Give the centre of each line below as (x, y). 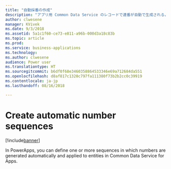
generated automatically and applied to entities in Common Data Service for (85, 155)
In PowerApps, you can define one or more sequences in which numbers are (85, 150)
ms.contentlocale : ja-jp (32, 81)
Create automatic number (61, 115)
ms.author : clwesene (27, 57)
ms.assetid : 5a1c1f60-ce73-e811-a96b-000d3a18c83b (60, 34)
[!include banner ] (23, 140)
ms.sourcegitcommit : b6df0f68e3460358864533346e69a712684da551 (74, 72)
